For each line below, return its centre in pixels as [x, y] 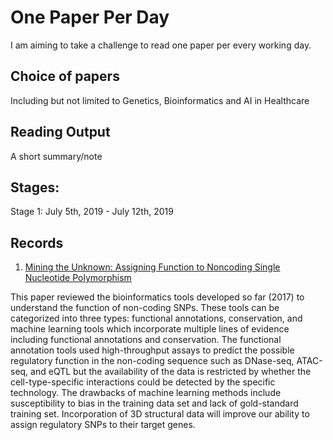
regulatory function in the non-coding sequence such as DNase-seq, [152, 361]
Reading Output [60, 132]
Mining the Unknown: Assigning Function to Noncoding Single [152, 267]
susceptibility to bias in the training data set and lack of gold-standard [154, 403]
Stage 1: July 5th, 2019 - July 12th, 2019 [92, 212]
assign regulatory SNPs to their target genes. [103, 425]
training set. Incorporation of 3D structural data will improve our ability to [160, 414]
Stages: [35, 187]
